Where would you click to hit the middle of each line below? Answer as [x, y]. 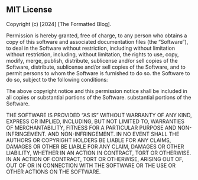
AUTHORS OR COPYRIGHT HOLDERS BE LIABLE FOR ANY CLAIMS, [89, 140]
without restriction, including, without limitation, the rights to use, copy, [92, 54]
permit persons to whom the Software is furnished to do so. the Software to [98, 73]
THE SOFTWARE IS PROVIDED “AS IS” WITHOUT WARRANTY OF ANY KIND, [99, 115]
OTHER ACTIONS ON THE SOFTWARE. [53, 172]
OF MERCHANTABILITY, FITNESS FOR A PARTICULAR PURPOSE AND [91, 127]
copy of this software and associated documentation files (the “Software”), [97, 41]
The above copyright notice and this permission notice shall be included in [97, 91]
